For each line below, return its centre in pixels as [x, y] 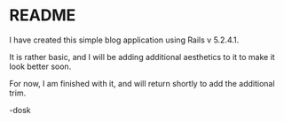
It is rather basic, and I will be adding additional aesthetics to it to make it [142, 57]
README [43, 15]
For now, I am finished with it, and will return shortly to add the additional [142, 83]
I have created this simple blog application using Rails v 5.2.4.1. [124, 40]
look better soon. [40, 66]
